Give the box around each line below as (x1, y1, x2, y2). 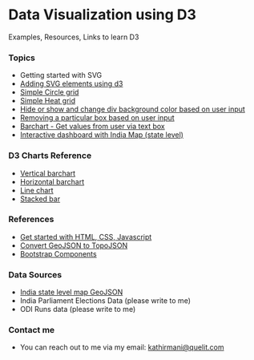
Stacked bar (19, 194, 61, 204)
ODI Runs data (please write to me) (19, 305, 136, 314)
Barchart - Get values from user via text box (19, 122, 166, 131)
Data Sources (8, 269, 62, 280)
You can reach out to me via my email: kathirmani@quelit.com (19, 342, 224, 352)
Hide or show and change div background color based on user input (19, 104, 246, 114)
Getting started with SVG (19, 71, 103, 80)
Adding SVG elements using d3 (19, 79, 123, 89)
